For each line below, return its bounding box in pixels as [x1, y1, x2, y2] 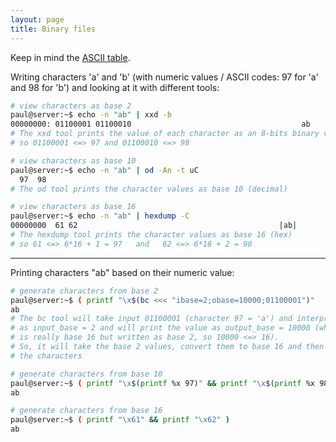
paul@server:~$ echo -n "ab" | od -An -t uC [10, 165, 199, 175]
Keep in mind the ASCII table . [10, 51, 131, 63]
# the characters [10, 351, 83, 361]
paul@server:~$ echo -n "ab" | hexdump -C [10, 211, 190, 221]
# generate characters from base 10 [10, 369, 163, 379]
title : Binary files [10, 24, 97, 34]
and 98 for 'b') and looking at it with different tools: [10, 81, 220, 93]
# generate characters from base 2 [10, 286, 159, 296]
